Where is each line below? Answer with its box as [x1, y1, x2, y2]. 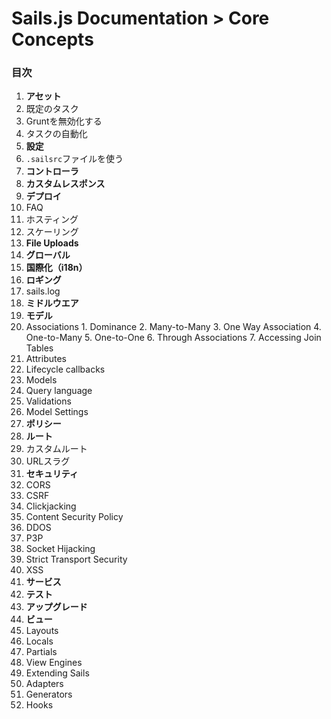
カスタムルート [25, 443, 88, 455]
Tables [25, 342, 54, 354]
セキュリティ [25, 468, 79, 480]
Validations [25, 395, 72, 407]
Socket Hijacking [25, 543, 96, 555]
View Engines [25, 657, 83, 669]
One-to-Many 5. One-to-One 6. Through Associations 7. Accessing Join [25, 332, 322, 344]
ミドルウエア [25, 297, 79, 309]
